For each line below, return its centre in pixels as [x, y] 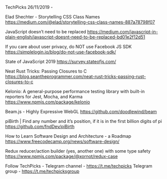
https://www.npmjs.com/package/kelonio [48, 102]
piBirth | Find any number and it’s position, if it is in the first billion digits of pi [83, 121]
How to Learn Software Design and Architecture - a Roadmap [68, 136]
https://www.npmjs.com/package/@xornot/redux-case [62, 156]
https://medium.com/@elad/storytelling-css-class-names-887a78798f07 [80, 22]
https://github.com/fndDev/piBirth [40, 127]
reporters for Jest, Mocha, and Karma [44, 97]
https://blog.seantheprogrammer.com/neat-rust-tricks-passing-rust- [76, 76]
